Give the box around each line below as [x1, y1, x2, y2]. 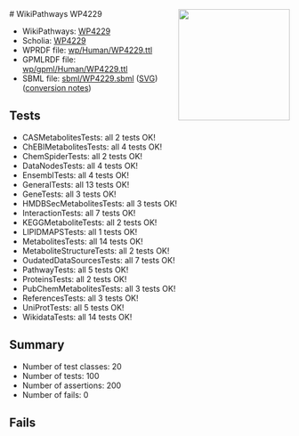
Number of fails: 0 [21, 389, 89, 400]
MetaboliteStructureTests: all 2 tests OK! [21, 245, 170, 256]
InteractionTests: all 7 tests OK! [21, 207, 136, 218]
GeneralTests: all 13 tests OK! [21, 179, 130, 190]
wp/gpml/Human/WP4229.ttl [21, 64, 128, 74]
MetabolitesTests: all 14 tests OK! [21, 236, 144, 246]
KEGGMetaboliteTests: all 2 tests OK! [21, 217, 158, 228]
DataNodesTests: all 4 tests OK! [21, 160, 139, 171]
